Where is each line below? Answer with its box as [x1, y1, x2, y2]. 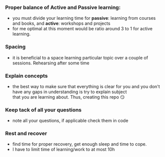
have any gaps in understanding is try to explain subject [12, 89, 127, 95]
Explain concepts [5, 72, 48, 79]
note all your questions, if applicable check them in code [12, 118, 128, 124]
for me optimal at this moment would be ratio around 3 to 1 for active [12, 26, 153, 32]
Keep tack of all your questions [5, 106, 82, 113]
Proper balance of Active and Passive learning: [5, 4, 121, 11]
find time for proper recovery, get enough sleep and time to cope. [12, 141, 147, 147]
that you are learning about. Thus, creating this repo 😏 [12, 94, 125, 100]
